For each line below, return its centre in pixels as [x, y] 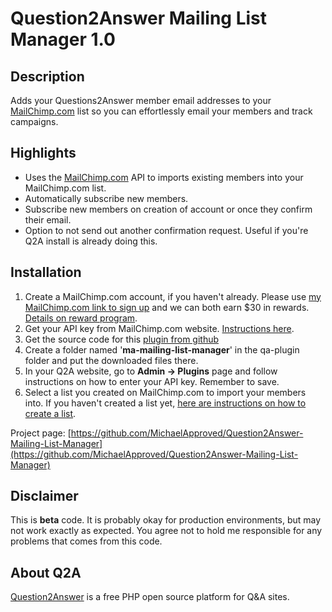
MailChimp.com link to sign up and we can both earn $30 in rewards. [167, 307]
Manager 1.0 [63, 39]
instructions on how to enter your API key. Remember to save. [152, 381]
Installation [46, 272]
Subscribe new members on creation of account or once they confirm [168, 209]
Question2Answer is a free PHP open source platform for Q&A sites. [150, 597]
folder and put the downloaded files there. [111, 360]
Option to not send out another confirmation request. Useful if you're [166, 230]
